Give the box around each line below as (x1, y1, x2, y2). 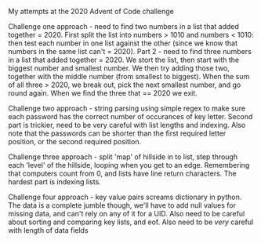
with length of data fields (8, 226, 89, 234)
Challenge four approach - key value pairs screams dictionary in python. (8, 192, 242, 201)
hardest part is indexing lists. (8, 177, 102, 187)
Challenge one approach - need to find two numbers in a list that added (8, 22, 239, 31)
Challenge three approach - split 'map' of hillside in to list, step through (8, 152, 237, 161)
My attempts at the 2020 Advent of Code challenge (8, 7, 174, 16)
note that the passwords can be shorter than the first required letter (8, 129, 227, 138)
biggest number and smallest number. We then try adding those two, (8, 63, 230, 73)
